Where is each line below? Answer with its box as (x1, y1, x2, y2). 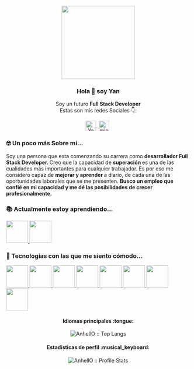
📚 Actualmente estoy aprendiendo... (6, 205, 113, 213)
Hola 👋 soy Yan (77, 87, 120, 95)
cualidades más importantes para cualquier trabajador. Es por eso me (6, 165, 174, 172)
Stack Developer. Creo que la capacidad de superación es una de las (6, 159, 174, 166)
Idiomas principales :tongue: (62, 317, 134, 324)
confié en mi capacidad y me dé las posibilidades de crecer (6, 183, 153, 190)
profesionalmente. (6, 190, 53, 197)
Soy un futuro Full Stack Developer (55, 100, 141, 108)
